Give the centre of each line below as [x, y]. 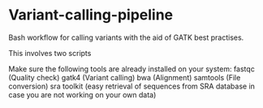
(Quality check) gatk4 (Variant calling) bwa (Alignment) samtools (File [125, 77]
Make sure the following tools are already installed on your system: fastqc [132, 69]
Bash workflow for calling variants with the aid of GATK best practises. [126, 37]
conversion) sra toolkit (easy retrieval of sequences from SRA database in [132, 86]
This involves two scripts [50, 53]
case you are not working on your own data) [82, 94]
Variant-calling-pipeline [91, 15]
